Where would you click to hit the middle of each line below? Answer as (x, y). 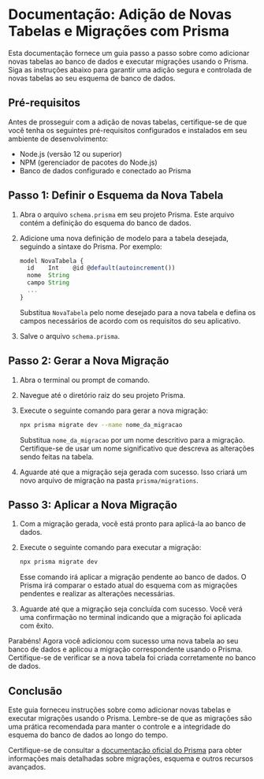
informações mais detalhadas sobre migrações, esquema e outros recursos (131, 759)
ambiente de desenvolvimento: (58, 139)
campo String (48, 283)
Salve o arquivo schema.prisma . (70, 336)
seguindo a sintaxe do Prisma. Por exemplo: (91, 247)
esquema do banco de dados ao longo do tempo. (88, 735)
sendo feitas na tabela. (57, 456)
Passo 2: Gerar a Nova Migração (89, 361)
